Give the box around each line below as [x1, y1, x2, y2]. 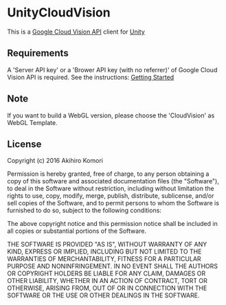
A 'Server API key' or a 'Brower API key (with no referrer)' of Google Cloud [7, 65, 218, 74]
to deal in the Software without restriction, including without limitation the [7, 184, 214, 193]
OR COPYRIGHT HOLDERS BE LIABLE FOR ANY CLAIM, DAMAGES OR [7, 269, 206, 278]
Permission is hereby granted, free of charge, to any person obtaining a [7, 170, 210, 178]
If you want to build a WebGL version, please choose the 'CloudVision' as [7, 111, 215, 120]
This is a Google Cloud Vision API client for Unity [7, 27, 146, 36]
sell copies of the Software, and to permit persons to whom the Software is [7, 199, 220, 207]
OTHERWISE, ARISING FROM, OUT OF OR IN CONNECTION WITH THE [7, 284, 207, 293]
